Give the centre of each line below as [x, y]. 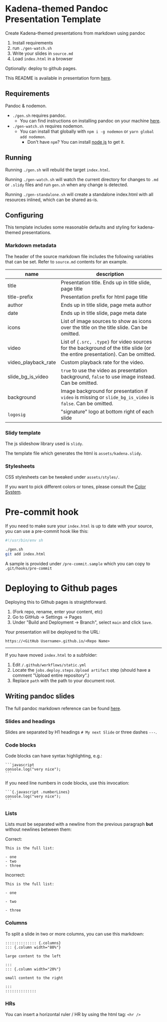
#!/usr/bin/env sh [24, 540]
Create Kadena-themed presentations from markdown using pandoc [75, 33]
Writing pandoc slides [40, 696]
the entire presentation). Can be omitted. [108, 354]
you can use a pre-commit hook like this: [47, 531]
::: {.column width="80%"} [33, 947]
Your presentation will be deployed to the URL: [53, 632]
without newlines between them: [39, 829]
